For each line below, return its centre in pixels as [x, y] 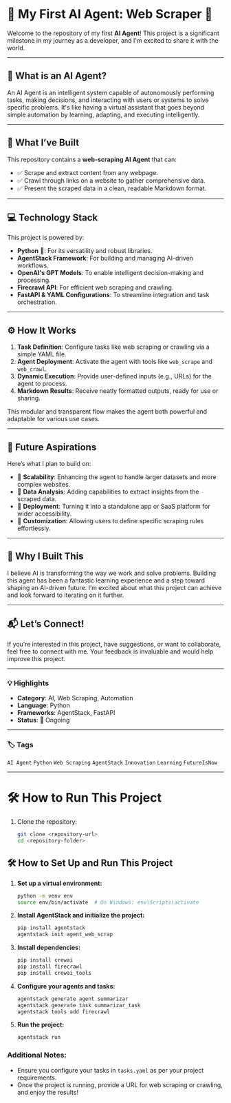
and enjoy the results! [48, 1092]
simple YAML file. [42, 354]
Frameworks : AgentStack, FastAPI [66, 712]
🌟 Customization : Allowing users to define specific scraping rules [110, 521]
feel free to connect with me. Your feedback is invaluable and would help [110, 651]
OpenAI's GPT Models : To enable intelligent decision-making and [110, 273]
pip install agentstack [51, 928]
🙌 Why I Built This [45, 557]
